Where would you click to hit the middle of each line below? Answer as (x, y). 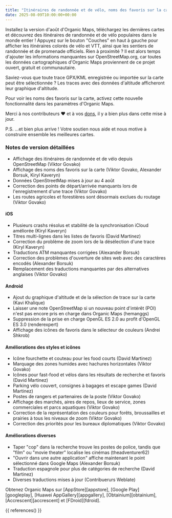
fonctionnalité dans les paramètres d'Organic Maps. (60, 103)
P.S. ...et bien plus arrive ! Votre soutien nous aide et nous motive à (76, 129)
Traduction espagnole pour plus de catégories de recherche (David (84, 468)
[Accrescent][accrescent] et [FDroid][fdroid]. (53, 500)
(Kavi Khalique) (29, 303)
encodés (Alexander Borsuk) (43, 263)
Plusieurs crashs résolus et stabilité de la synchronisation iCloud (81, 225)
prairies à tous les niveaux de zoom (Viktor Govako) (67, 418)
